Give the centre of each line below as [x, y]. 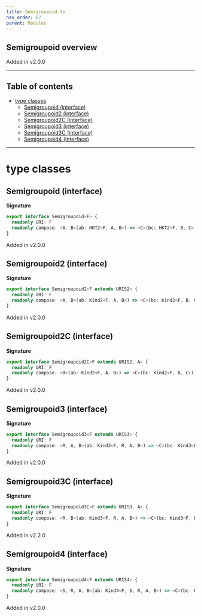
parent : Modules [26, 23]
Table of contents [39, 86]
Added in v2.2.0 [26, 535]
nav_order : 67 [24, 17]
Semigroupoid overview [52, 47]
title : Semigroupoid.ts [36, 12]
